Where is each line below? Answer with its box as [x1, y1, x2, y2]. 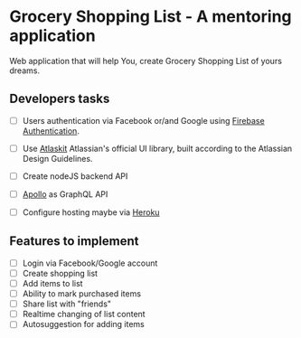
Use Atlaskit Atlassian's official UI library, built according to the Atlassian [22, 143, 293, 154]
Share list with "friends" [22, 298, 111, 309]
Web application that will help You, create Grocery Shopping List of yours [9, 55, 283, 66]
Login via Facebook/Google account [22, 258, 158, 268]
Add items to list [22, 278, 83, 288]
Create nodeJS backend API [22, 170, 128, 182]
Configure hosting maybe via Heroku [22, 207, 160, 218]
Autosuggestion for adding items [22, 319, 145, 330]
